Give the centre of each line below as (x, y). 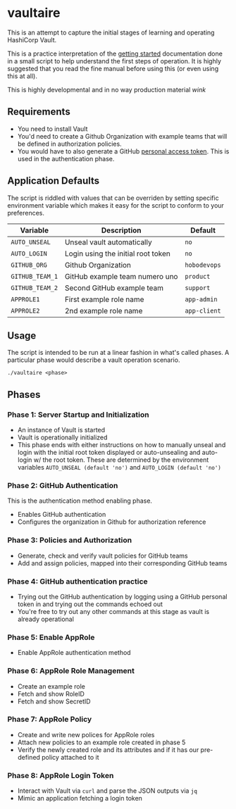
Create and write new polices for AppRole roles (86, 734)
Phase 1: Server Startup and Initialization (78, 415)
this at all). (22, 76)
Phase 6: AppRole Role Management (71, 671)
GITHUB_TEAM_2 (35, 288)
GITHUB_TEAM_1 (35, 276)
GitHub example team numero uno (121, 276)
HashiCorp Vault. (32, 39)
